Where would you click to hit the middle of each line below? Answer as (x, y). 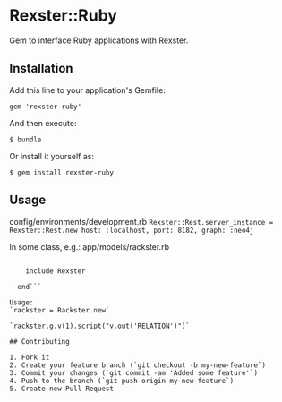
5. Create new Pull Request (62, 389)
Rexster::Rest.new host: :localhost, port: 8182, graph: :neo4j (132, 230)
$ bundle (26, 140)
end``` (30, 287)
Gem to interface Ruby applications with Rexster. (99, 40)
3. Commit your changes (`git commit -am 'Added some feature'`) (133, 372)
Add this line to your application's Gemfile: (87, 90)
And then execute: (43, 123)
